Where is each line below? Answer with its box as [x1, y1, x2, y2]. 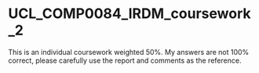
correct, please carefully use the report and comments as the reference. [8, 56, 242, 65]
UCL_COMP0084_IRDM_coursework [8, 5, 251, 23]
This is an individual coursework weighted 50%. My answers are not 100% [8, 47, 250, 57]
